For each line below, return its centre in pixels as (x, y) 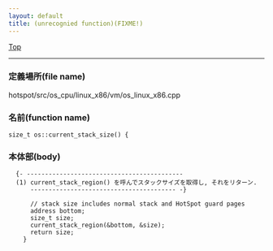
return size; (52, 232)
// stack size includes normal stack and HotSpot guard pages (137, 204)
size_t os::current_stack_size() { (69, 135)
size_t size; (52, 219)
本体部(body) (35, 157)
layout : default (36, 16)
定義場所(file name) (47, 76)
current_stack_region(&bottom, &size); (97, 225)
